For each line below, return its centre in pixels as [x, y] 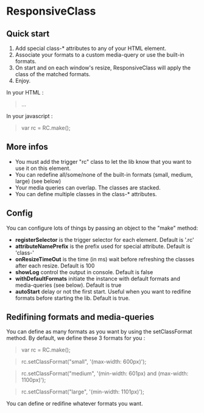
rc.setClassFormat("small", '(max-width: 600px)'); [84, 362]
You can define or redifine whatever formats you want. [75, 404]
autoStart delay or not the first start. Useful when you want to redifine [103, 291]
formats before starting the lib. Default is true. [72, 298]
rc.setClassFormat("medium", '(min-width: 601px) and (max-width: [105, 373]
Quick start [28, 34]
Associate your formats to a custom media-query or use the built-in [100, 55]
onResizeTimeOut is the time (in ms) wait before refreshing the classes [105, 259]
